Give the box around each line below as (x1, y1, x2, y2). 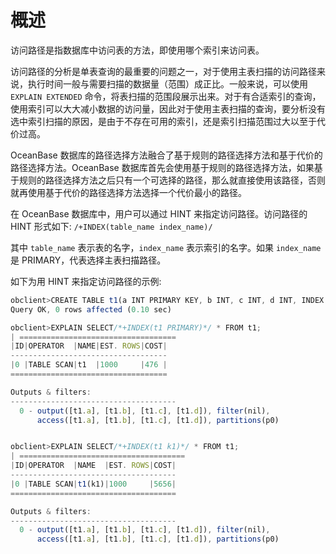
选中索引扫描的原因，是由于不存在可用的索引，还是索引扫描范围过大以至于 (10, 115, 317, 127)
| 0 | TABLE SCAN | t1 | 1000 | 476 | (10, 360, 168, 370)
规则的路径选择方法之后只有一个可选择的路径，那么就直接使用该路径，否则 (18, 174, 326, 186)
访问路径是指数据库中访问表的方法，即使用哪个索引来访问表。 (10, 44, 265, 56)
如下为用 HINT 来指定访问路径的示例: (10, 275, 162, 287)
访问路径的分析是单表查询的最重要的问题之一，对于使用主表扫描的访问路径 (10, 65, 317, 77)
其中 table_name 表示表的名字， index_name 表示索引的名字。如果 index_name (10, 241, 322, 253)
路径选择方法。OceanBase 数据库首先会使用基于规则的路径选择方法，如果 (10, 161, 315, 173)
